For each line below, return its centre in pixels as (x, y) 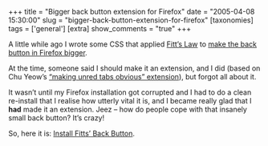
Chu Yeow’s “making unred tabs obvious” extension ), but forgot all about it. (132, 77)
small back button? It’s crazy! (57, 118)
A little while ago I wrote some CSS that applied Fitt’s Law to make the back (133, 44)
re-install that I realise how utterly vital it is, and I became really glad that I (130, 101)
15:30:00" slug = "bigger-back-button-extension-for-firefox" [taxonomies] (131, 20)
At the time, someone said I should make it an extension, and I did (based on (134, 68)
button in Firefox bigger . (48, 53)
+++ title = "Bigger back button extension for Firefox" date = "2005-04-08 (132, 12)
